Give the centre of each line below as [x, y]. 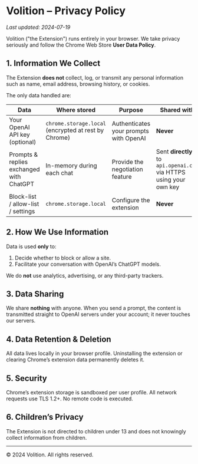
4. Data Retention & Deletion [59, 339]
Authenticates [131, 123]
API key [20, 134]
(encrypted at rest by [75, 130]
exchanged [24, 169]
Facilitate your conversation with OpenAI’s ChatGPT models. [88, 264]
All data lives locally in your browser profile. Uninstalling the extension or [94, 353]
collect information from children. [47, 437]
